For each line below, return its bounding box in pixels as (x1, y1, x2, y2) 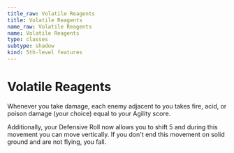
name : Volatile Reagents (7, 29, 80, 37)
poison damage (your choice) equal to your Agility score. (7, 109, 171, 118)
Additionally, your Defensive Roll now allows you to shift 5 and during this (7, 122, 218, 131)
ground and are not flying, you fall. (7, 137, 107, 146)
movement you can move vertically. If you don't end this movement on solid (7, 130, 225, 138)
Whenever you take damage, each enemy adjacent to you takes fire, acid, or (7, 102, 227, 110)
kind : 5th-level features (7, 49, 82, 56)
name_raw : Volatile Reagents (7, 23, 92, 30)
